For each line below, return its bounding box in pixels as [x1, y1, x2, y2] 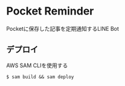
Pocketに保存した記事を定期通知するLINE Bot [6, 25, 120, 32]
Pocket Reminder [6, 4, 94, 18]
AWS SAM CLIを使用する [6, 62, 68, 69]
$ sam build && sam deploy [6, 74, 74, 80]
